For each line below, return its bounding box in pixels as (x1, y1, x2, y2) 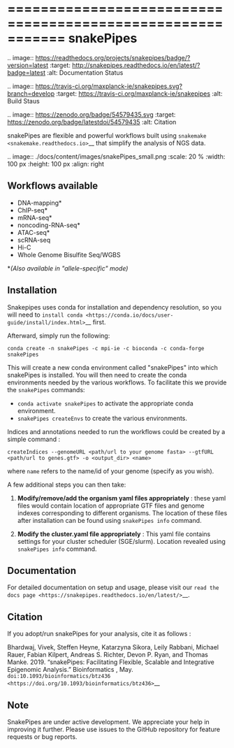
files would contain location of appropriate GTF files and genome (17, 501, 205, 510)
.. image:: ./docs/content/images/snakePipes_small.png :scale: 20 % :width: (7, 152, 226, 161)
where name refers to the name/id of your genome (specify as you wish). (7, 466, 214, 475)
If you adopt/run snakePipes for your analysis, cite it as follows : (7, 630, 191, 638)
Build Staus (7, 96, 40, 105)
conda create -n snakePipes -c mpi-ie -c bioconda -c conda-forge (7, 345, 205, 352)
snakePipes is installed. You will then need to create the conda (7, 371, 187, 379)
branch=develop (7, 89, 55, 98)
